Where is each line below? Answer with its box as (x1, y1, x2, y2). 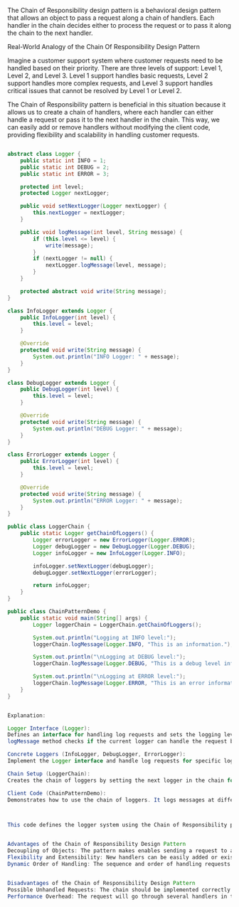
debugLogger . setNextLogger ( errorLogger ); (33, 569, 158, 576)
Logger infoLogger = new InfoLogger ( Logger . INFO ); (33, 549, 186, 557)
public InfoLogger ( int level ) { (20, 314, 116, 321)
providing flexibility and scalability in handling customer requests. (7, 131, 200, 139)
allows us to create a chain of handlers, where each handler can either (7, 108, 214, 116)
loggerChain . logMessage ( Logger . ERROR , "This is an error (33, 679, 205, 686)
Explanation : (7, 711, 46, 719)
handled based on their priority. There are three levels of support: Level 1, (7, 64, 223, 72)
